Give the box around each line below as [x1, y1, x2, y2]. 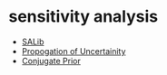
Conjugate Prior [21, 55, 81, 66]
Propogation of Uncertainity [21, 45, 126, 56]
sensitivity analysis [8, 6, 159, 27]
